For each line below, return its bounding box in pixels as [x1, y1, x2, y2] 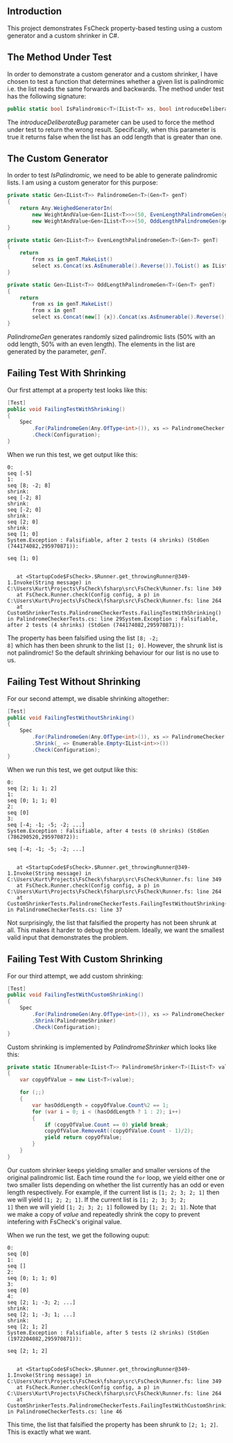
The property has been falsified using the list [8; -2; [7, 634, 159, 642]
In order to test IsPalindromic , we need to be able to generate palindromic [7, 171, 218, 180]
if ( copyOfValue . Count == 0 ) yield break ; [44, 1121, 169, 1128]
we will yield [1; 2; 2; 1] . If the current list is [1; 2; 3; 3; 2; [7, 1195, 187, 1204]
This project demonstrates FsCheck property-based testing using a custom [7, 24, 223, 32]
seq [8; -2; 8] [7, 482, 51, 489]
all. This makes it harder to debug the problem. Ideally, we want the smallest [7, 926, 225, 934]
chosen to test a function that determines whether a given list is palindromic [7, 77, 224, 85]
